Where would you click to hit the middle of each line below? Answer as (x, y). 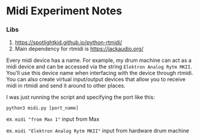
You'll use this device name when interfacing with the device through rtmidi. (100, 73)
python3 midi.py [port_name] (42, 108)
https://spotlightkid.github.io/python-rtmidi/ (68, 42)
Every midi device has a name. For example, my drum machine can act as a (99, 60)
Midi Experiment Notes (64, 11)
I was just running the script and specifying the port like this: (81, 97)
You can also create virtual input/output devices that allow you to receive (96, 79)
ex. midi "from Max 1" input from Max (53, 119)
